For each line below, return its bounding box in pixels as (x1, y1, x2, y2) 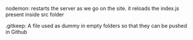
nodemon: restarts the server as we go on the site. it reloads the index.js (5, 5, 180, 12)
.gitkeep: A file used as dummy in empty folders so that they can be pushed (5, 23, 187, 29)
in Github (5, 28, 27, 35)
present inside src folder (5, 11, 65, 18)
